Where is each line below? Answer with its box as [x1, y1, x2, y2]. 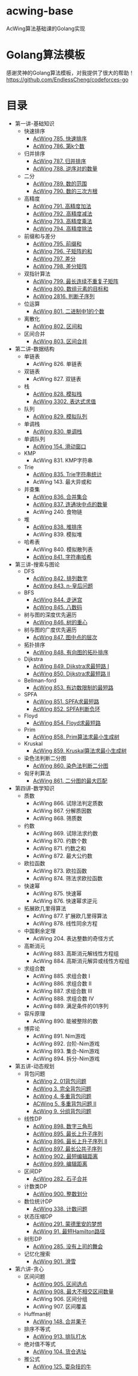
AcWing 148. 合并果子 [32, 1318, 87, 1325]
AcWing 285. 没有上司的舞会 [32, 1243, 103, 1250]
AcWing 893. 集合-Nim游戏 [32, 1047, 100, 1055]
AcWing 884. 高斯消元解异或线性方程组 [32, 957, 130, 964]
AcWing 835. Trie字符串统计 [32, 470, 102, 478]
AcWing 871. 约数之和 [32, 844, 86, 851]
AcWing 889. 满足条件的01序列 [32, 1002, 109, 1009]
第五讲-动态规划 [14, 1062, 55, 1070]
